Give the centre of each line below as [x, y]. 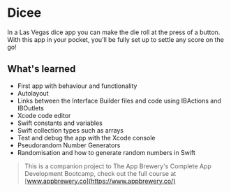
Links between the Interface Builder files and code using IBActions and [119, 101]
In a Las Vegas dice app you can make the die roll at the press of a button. [114, 32]
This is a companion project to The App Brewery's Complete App [118, 166]
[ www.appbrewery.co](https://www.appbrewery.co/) [100, 181]
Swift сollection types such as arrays [70, 130]
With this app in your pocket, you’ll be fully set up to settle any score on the [116, 39]
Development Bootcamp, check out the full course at [100, 173]
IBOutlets [30, 108]
